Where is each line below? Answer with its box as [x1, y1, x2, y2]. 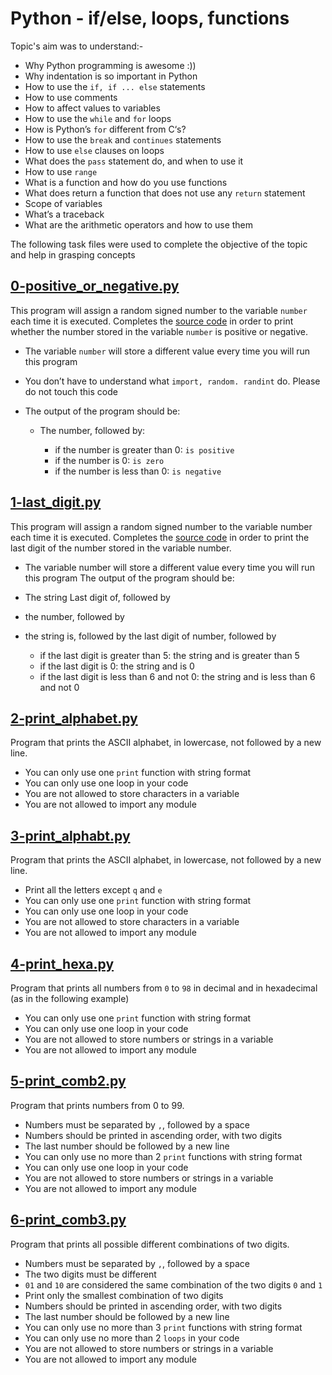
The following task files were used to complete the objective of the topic [10, 238, 308, 250]
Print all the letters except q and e [24, 884, 163, 896]
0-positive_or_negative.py [10, 278, 180, 295]
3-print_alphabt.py [10, 827, 131, 844]
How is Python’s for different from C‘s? [24, 123, 187, 135]
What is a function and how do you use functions [24, 176, 228, 188]
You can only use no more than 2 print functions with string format [24, 1150, 303, 1162]
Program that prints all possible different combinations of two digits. [10, 1238, 290, 1250]
